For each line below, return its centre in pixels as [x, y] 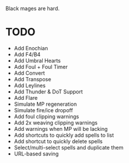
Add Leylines [30, 85]
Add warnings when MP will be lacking [61, 129]
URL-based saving [36, 154]
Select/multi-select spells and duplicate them [69, 147]
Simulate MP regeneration [45, 104]
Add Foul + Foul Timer [41, 67]
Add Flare [26, 98]
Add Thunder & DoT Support [48, 91]
